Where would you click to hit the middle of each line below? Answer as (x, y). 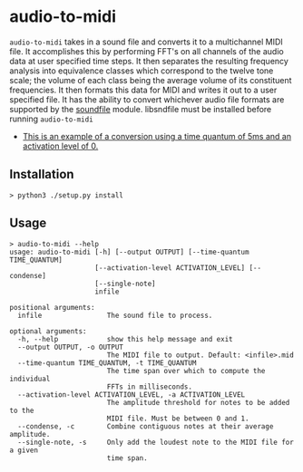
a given (24, 450)
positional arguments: (52, 307)
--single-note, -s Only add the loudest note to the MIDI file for (156, 442)
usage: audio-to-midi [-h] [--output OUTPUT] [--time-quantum (129, 252)
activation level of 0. (60, 146)
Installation (42, 174)
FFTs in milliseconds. (150, 387)
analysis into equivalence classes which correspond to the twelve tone (142, 71)
